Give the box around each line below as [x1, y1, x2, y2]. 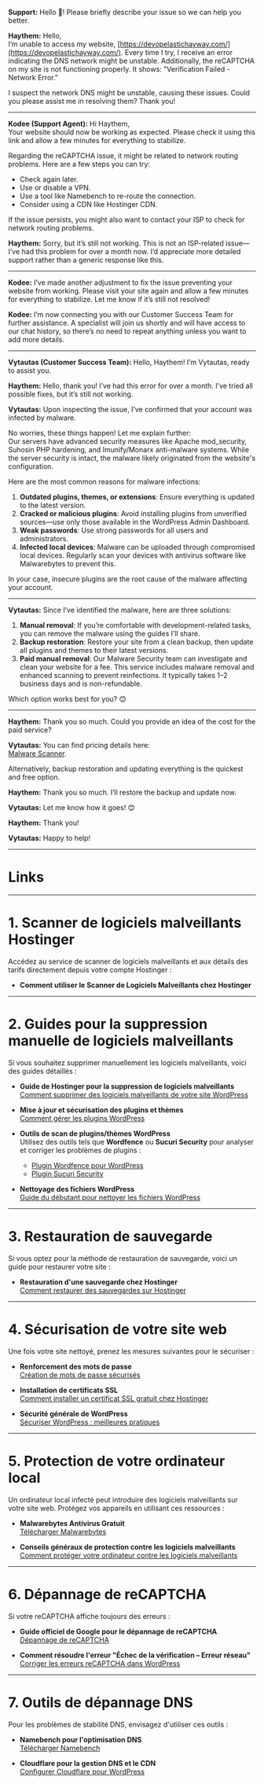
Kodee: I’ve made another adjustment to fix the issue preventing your [8, 278, 233, 287]
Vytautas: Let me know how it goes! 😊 [8, 803, 136, 812]
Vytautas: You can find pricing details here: [8, 740, 151, 750]
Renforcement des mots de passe [19, 1362, 132, 1371]
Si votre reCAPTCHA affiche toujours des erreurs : [8, 1611, 170, 1620]
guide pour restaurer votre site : [8, 1262, 112, 1271]
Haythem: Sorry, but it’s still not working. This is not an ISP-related [8, 238, 224, 248]
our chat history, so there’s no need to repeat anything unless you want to [8, 326, 247, 336]
